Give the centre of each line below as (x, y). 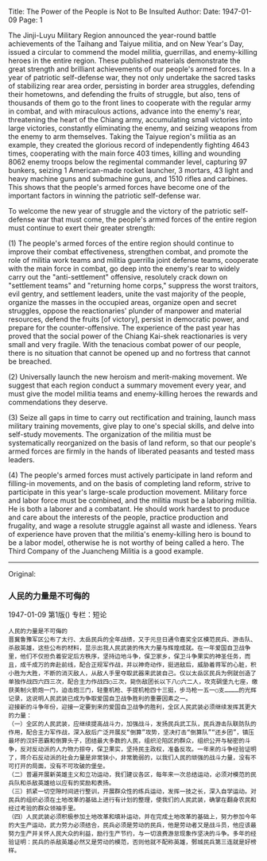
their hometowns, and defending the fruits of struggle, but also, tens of (124, 94)
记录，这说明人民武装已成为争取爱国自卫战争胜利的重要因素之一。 (100, 699)
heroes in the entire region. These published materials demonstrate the (124, 60)
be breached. (30, 361)
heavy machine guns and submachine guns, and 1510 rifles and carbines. (128, 179)
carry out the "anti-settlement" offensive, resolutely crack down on (118, 277)
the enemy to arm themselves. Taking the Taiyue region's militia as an (122, 137)
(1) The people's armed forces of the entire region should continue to (121, 243)
